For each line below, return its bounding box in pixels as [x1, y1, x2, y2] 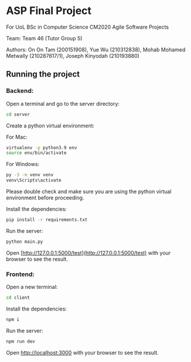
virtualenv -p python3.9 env [6, 144, 77, 150]
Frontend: [6, 270, 35, 278]
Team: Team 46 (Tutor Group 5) [6, 35, 83, 42]
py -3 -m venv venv [6, 172, 54, 178]
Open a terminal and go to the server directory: [6, 100, 120, 107]
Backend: [6, 87, 34, 95]
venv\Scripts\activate [6, 177, 62, 184]
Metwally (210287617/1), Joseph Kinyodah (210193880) [6, 52, 139, 59]
